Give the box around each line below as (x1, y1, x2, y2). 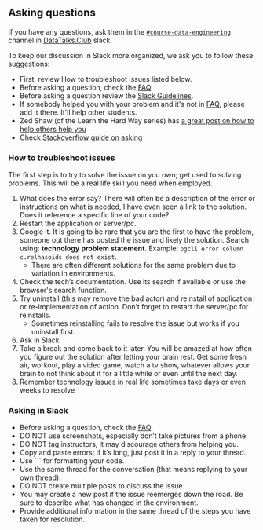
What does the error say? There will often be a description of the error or (19, 194, 256, 203)
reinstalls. (19, 310, 51, 320)
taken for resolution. (19, 514, 85, 525)
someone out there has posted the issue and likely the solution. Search (19, 236, 250, 245)
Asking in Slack (8, 405, 68, 416)
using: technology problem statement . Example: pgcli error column (19, 243, 244, 254)
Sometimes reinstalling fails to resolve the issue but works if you (31, 319, 239, 328)
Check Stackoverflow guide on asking (19, 133, 143, 142)
